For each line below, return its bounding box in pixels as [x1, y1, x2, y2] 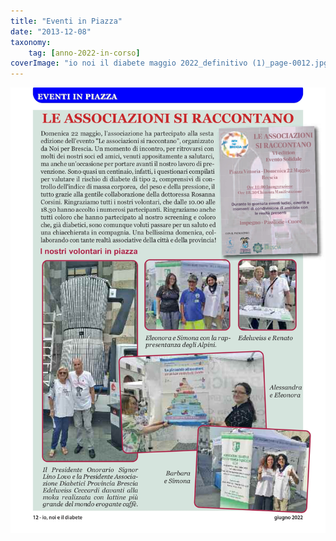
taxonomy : [10, 37, 52, 47]
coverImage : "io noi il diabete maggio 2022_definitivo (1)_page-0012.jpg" [10, 58, 333, 69]
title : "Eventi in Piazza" [10, 16, 123, 26]
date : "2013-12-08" [10, 26, 92, 37]
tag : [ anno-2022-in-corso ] [28, 48, 141, 58]
